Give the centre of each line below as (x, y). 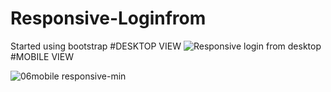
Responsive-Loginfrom (108, 18)
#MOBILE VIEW (42, 56)
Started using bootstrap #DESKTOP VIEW (96, 46)
